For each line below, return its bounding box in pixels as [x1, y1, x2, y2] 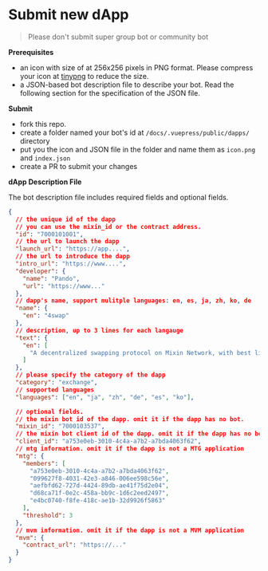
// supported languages [15, 385, 94, 394]
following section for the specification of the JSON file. [19, 88, 201, 97]
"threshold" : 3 [22, 511, 73, 519]
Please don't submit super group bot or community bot [27, 32, 209, 41]
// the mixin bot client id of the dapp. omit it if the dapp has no [15, 430, 252, 438]
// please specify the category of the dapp [15, 371, 166, 380]
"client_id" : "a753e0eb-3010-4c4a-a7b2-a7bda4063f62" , [15, 437, 202, 446]
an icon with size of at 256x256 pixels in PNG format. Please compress [19, 62, 254, 73]
